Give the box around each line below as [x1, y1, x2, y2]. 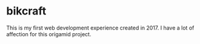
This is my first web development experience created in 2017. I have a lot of [6, 24, 195, 31]
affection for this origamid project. [6, 30, 92, 37]
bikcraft [6, 4, 47, 18]
